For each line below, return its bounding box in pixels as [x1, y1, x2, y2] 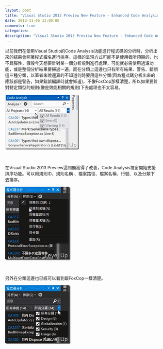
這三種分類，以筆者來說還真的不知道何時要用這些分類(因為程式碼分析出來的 [5, 72, 156, 78]
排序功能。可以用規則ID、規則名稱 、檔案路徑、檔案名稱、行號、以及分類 [5, 171, 151, 176]
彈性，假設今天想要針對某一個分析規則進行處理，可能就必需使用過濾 [13, 60, 149, 66]
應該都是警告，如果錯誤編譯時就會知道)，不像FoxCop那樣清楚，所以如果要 [5, 78, 154, 84]
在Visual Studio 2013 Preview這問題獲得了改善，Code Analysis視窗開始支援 [5, 165, 156, 170]
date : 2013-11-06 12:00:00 [5, 18, 60, 23]
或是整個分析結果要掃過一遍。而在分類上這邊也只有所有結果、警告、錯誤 [13, 66, 158, 72]
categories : [5, 28, 29, 34]
